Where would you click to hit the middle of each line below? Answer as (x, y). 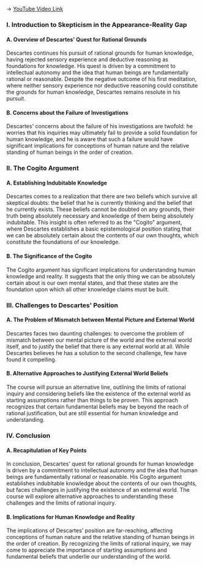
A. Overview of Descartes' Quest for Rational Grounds (76, 39)
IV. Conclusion (28, 435)
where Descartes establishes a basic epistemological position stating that (99, 229)
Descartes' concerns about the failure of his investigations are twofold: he (100, 126)
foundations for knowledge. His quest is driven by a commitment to (91, 66)
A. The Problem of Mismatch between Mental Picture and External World (100, 320)
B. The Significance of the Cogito (49, 256)
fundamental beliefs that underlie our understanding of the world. (89, 557)
